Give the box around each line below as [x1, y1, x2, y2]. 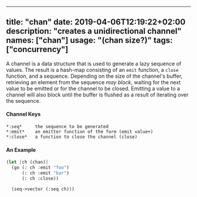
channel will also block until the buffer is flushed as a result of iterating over [6, 91, 189, 98]
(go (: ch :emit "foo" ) [11, 165, 69, 171]
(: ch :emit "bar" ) [21, 170, 69, 176]
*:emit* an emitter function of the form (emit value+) [6, 129, 154, 135]
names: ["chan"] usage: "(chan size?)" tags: [6, 36, 173, 46]
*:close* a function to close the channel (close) [6, 134, 138, 140]
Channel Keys [6, 110, 41, 117]
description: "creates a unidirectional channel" [6, 26, 182, 36]
